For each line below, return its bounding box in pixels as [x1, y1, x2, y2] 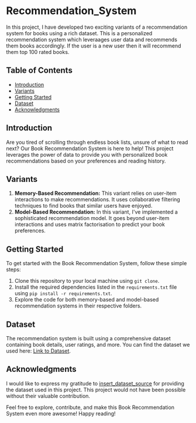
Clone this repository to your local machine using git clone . [14, 278, 160, 285]
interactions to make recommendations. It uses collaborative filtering [14, 196, 180, 203]
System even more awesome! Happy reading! [6, 410, 116, 417]
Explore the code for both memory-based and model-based [14, 296, 159, 303]
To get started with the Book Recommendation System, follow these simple [6, 260, 187, 267]
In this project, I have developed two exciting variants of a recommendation [6, 23, 188, 31]
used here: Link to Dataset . [6, 347, 71, 354]
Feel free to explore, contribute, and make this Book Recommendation [6, 404, 174, 411]
